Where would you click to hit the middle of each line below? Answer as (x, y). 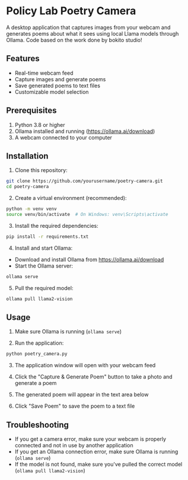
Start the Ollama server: (44, 266)
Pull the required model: (44, 288)
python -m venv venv (32, 209)
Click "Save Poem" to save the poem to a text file (75, 406)
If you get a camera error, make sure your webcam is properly (90, 439)
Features (23, 58)
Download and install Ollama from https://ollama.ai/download (89, 259)
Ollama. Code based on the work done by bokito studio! (74, 40)
